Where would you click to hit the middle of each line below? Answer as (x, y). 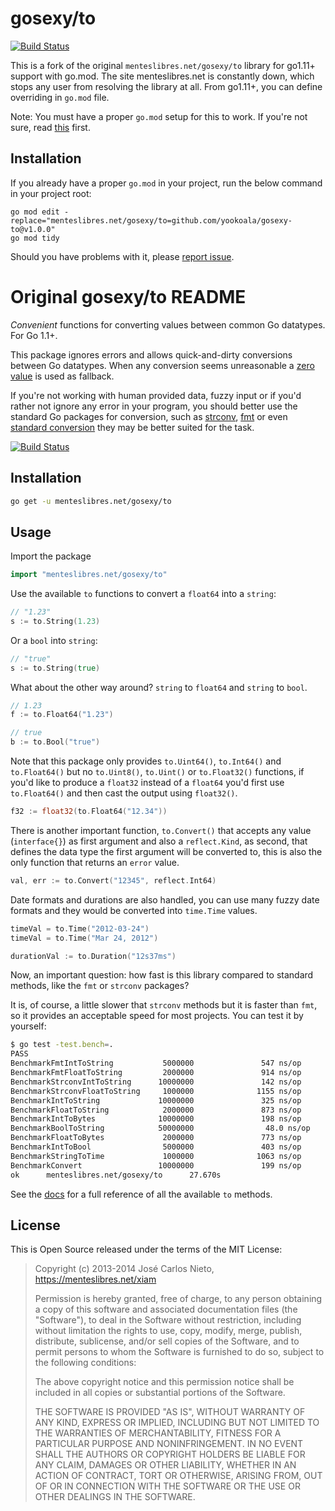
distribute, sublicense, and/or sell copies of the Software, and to (167, 1341)
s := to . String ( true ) (55, 668)
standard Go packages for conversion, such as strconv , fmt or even (149, 416)
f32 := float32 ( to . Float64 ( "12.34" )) (89, 812)
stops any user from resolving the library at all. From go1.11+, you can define (166, 86)
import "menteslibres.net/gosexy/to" (89, 575)
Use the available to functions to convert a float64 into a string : (143, 594)
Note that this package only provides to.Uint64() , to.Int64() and (146, 761)
